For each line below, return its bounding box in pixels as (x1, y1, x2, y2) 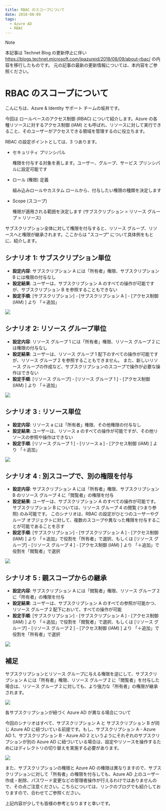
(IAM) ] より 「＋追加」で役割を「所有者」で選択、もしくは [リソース (12, 536, 154, 542)
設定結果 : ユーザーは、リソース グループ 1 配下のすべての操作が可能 (12, 351, 150, 357)
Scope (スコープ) (12, 198, 48, 204)
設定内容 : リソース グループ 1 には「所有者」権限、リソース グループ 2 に (12, 338, 161, 344)
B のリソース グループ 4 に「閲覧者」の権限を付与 (12, 492, 114, 498)
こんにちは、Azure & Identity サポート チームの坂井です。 (5, 105, 122, 111)
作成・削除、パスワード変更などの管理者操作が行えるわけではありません (5, 777, 153, 783)
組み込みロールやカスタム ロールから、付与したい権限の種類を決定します (12, 187, 162, 193)
